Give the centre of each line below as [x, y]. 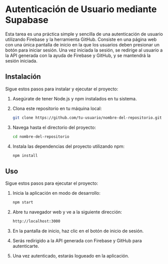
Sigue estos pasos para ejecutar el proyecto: [52, 183]
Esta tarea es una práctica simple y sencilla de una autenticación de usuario [84, 34]
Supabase [27, 20]
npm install [25, 155]
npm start [23, 202]
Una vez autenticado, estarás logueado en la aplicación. [71, 255]
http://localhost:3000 [36, 221]
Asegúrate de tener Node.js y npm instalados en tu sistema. [75, 98]
